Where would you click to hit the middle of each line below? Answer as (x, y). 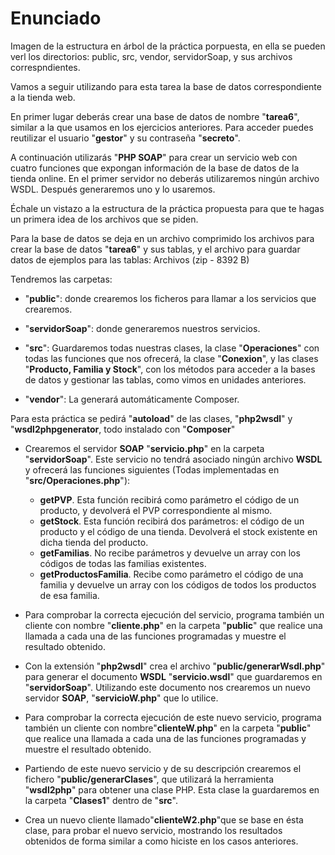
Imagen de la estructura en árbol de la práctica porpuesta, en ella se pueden (168, 46)
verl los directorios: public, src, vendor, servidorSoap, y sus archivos (151, 56)
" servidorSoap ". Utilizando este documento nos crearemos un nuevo (167, 687)
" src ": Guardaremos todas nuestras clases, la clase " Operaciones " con (172, 348)
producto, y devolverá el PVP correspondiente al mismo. (156, 510)
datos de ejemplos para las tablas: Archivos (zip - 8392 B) (130, 259)
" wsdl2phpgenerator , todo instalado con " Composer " (123, 429)
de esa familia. (69, 595)
